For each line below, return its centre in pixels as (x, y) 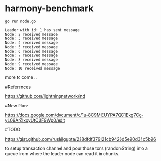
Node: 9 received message (31, 64)
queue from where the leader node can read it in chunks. (62, 153)
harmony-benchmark (49, 9)
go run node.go (20, 21)
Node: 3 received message (31, 38)
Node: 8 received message (31, 60)
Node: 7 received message (31, 55)
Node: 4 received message (31, 43)
